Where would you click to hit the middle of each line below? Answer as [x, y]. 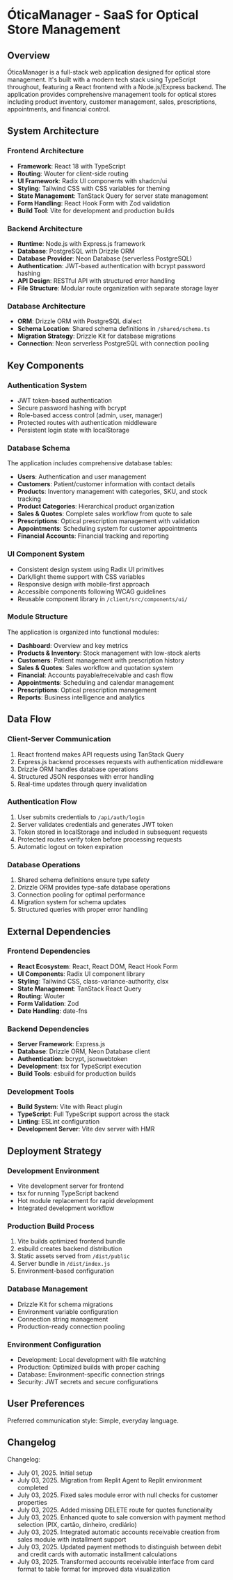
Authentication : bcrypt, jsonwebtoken [72, 1059]
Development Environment [53, 1170]
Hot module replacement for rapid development [86, 1201]
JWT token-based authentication [65, 400]
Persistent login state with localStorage [73, 430]
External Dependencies [59, 931]
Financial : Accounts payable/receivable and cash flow [95, 675]
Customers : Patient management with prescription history [101, 660]
